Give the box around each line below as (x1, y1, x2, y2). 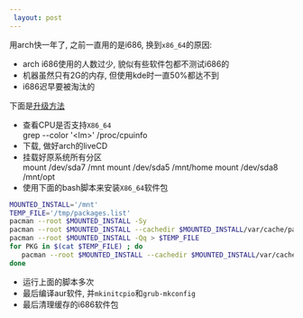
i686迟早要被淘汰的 (22, 80, 96, 91)
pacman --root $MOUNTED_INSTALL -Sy (9, 217, 147, 226)
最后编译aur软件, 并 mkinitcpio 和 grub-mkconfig (22, 287, 196, 298)
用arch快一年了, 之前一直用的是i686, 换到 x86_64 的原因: (9, 39, 213, 50)
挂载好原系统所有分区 (22, 151, 102, 163)
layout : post (13, 13, 63, 23)
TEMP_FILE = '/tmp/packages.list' (9, 209, 131, 218)
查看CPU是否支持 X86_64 (22, 119, 112, 130)
